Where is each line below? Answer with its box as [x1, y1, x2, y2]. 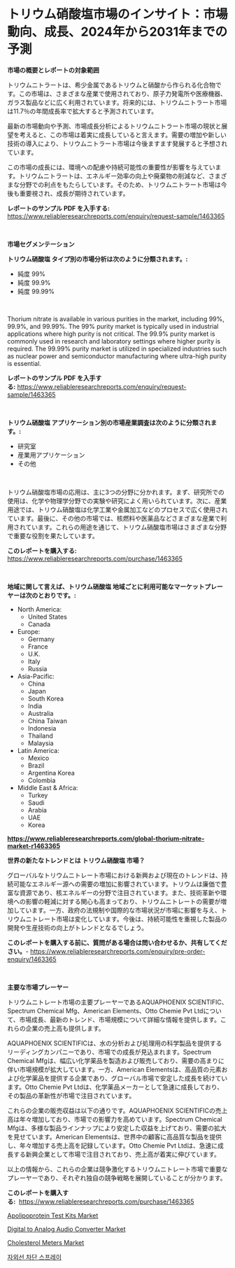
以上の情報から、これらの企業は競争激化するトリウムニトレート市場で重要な [7, 1164, 228, 1173]
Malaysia [27, 739, 54, 747]
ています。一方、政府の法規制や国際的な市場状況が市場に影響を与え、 [19, 906, 222, 914]
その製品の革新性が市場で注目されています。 [7, 1091, 136, 1099]
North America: [17, 605, 62, 613]
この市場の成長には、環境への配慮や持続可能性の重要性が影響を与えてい [7, 162, 215, 171]
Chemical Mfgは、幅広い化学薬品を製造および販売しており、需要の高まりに [7, 1056, 225, 1064]
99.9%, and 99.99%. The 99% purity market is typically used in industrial [7, 322, 219, 330]
